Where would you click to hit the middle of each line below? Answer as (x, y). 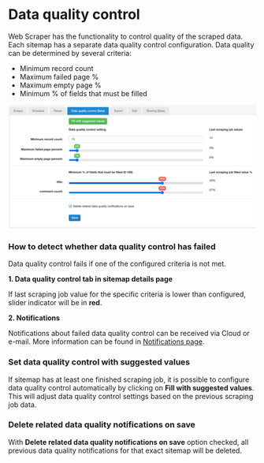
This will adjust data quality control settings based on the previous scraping (131, 396)
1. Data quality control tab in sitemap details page (91, 279)
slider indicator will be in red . (55, 303)
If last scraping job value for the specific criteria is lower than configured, (127, 294)
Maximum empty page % (60, 85)
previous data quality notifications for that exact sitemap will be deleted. (125, 450)
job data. (22, 405)
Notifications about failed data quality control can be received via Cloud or (129, 334)
